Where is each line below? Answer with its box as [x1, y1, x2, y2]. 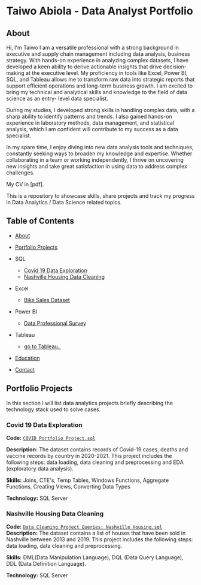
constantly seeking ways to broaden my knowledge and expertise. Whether [6, 150, 193, 157]
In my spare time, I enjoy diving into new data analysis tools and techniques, [6, 144, 194, 150]
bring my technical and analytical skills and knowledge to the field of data [6, 89, 187, 95]
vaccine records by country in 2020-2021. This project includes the [6, 452, 172, 459]
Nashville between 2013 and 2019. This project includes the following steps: [6, 536, 193, 543]
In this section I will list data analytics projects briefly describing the [6, 399, 173, 406]
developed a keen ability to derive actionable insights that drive [6, 63, 163, 70]
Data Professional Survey [23, 319, 87, 327]
